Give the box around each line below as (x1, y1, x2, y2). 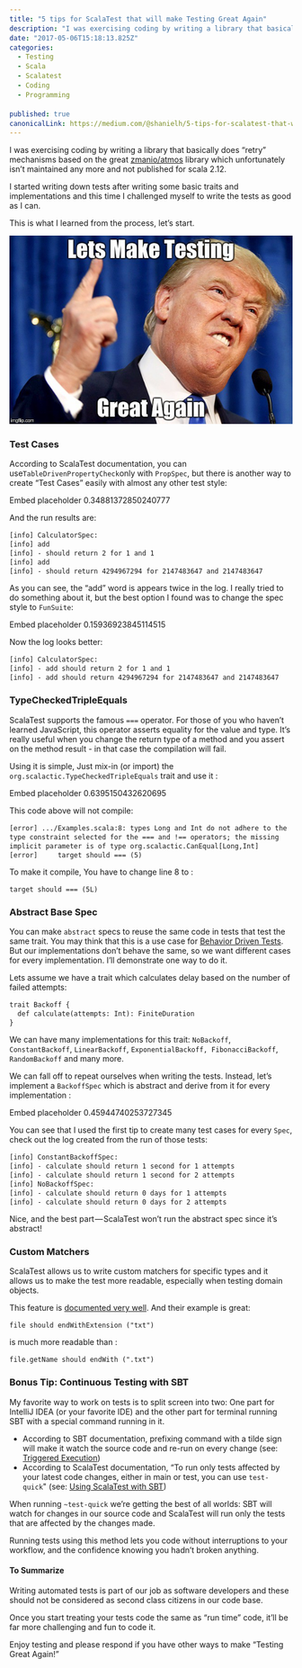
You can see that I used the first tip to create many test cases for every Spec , (9, 1125, 293, 1135)
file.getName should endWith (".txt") (9, 1355, 155, 1365)
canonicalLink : (9, 119, 67, 128)
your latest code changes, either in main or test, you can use (22, 1471, 247, 1482)
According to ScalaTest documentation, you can (9, 459, 187, 470)
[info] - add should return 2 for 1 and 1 (9, 664, 171, 674)
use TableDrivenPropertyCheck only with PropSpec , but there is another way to (9, 468, 292, 479)
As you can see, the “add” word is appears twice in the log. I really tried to (9, 583, 285, 594)
